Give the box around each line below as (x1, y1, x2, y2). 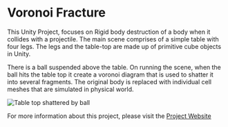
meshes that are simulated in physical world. (7, 85, 134, 93)
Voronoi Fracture (7, 5, 106, 21)
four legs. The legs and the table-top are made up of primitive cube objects (7, 42, 222, 50)
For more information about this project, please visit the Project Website (7, 112, 212, 120)
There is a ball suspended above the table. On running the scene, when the (7, 63, 221, 71)
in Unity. (7, 50, 31, 58)
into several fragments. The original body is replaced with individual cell (7, 77, 212, 86)
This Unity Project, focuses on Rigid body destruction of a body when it (7, 28, 211, 36)
